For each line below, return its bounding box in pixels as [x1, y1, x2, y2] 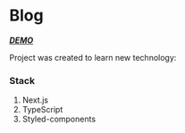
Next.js [21, 95, 49, 105]
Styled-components [21, 113, 97, 125]
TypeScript [21, 104, 63, 115]
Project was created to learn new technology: [9, 52, 177, 62]
